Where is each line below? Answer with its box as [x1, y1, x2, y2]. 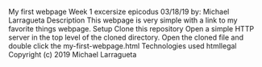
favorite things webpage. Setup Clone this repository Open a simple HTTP [8, 24, 255, 33]
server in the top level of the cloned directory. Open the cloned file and [8, 32, 244, 42]
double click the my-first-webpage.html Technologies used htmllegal [8, 41, 237, 51]
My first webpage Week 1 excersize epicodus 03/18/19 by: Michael [8, 7, 230, 16]
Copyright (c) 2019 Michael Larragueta [8, 50, 137, 59]
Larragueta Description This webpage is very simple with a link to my [8, 15, 238, 25]
